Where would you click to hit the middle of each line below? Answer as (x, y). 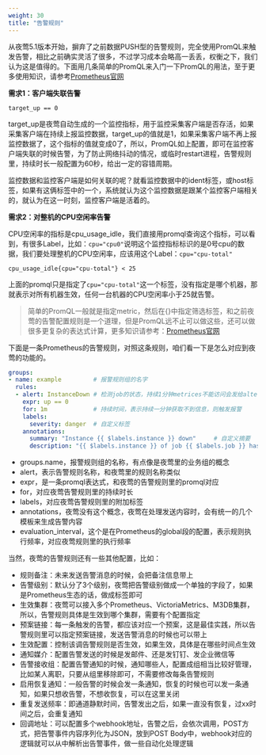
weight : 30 (26, 15)
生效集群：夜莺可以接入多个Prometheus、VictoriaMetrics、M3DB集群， (137, 605)
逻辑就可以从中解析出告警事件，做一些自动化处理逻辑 (106, 744)
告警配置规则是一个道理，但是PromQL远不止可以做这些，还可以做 (148, 321)
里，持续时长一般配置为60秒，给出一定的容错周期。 (92, 163)
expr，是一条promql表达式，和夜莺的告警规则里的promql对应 (119, 482)
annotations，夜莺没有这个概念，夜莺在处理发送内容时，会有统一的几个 (136, 512)
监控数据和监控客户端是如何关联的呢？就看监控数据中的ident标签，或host (127, 180)
